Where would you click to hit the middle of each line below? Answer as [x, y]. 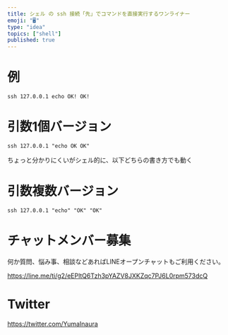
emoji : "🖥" [24, 20]
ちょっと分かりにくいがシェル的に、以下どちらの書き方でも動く [100, 160]
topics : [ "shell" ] [34, 34]
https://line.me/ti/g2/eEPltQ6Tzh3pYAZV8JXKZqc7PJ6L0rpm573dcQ [108, 276]
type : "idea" [26, 27]
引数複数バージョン [63, 191]
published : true [31, 40]
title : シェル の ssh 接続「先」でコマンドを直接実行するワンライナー [99, 14]
